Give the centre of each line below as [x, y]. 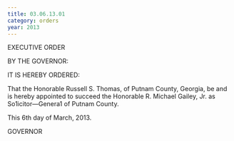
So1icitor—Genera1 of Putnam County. [63, 104]
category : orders [33, 21]
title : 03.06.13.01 [36, 14]
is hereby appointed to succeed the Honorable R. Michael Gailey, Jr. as [111, 96]
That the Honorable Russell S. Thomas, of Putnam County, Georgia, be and [117, 89]
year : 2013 [24, 27]
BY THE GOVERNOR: [38, 61]
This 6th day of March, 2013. [50, 117]
